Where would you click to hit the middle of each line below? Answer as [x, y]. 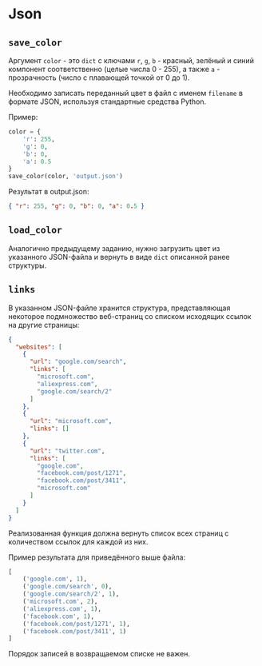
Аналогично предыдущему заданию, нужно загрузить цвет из [114, 248]
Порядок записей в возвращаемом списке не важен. [99, 654]
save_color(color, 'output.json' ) [66, 177]
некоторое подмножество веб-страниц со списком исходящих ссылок [130, 316]
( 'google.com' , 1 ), [55, 579]
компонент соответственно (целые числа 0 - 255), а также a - [114, 69]
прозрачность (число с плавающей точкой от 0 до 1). [99, 78]
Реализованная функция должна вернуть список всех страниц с [119, 533]
